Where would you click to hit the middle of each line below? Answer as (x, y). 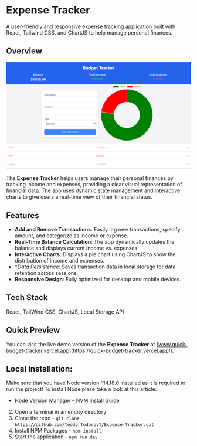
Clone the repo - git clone (47, 418)
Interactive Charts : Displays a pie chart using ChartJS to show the (95, 254)
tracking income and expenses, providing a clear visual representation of (94, 185)
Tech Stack (27, 297)
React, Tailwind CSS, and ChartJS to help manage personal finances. (89, 32)
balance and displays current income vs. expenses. (77, 248)
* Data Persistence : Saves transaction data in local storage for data (95, 267)
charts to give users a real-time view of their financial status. (79, 197)
